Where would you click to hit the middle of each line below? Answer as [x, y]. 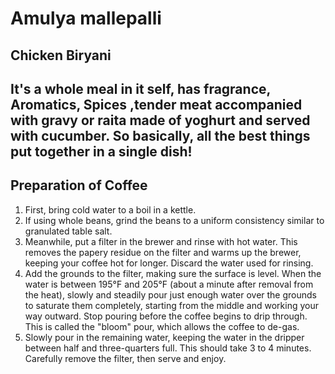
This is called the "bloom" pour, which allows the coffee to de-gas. [162, 326]
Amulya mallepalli [86, 18]
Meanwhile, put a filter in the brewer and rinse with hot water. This [161, 241]
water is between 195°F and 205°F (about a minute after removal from [169, 284]
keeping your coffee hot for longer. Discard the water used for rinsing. [169, 263]
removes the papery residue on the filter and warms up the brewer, [163, 252]
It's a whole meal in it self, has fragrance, [140, 88]
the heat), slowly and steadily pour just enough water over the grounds [171, 294]
